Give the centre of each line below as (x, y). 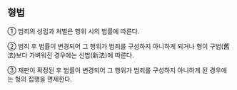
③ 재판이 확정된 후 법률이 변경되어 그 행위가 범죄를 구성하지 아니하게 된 (108, 70)
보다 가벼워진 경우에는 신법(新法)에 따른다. (75, 55)
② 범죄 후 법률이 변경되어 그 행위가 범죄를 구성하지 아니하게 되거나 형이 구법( (115, 46)
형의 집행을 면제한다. (44, 79)
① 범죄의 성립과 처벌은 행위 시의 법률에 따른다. (74, 31)
